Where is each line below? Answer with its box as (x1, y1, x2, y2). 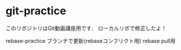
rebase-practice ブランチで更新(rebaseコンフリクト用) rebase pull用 (5, 37, 176, 44)
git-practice (5, 4, 67, 18)
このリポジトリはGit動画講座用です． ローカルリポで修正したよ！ (5, 24, 167, 32)
